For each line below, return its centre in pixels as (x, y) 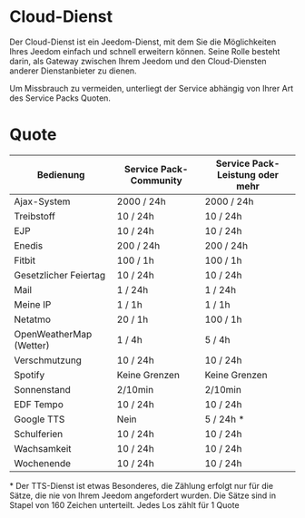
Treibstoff (35, 216)
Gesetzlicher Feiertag (60, 275)
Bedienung (61, 174)
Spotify (30, 375)
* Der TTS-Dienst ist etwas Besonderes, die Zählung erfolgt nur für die (142, 485)
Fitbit (25, 260)
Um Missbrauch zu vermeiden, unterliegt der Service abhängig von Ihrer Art (151, 88)
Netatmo (33, 319)
